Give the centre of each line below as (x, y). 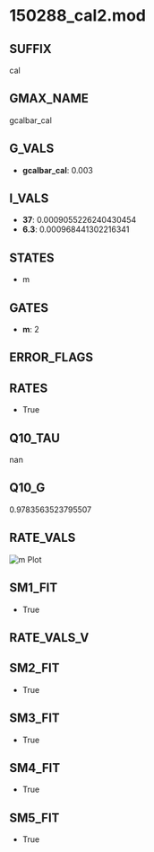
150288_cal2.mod (77, 16)
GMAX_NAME (49, 98)
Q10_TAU (35, 438)
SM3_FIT (34, 719)
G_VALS (32, 149)
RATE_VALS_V (49, 638)
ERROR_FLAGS (51, 357)
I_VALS (29, 199)
